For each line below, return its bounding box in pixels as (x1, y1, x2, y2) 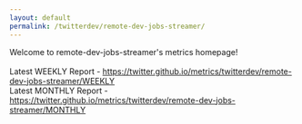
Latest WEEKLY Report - (9, 65, 101, 77)
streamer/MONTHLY (9, 104, 86, 115)
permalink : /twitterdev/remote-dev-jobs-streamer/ (9, 22, 206, 31)
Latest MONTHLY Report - (9, 85, 108, 96)
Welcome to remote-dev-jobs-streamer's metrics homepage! (9, 46, 238, 57)
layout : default (9, 13, 71, 23)
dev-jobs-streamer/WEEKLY (9, 75, 116, 86)
